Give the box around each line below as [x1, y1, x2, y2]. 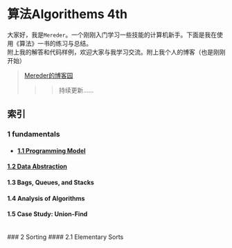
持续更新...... [58, 86, 94, 94]
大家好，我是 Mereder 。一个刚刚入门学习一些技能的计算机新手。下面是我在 [7, 30, 217, 39]
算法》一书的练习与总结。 [19, 39, 92, 47]
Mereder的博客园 [24, 71, 73, 80]
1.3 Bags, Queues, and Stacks [7, 178, 95, 187]
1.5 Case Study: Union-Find [7, 210, 88, 218]
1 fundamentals [7, 130, 60, 139]
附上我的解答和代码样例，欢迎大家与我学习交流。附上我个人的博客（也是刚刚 [7, 48, 226, 56]
